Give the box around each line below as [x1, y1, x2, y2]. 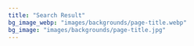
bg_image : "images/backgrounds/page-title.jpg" [8, 26, 167, 34]
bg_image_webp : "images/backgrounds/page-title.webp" [8, 19, 188, 27]
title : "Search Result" [8, 11, 86, 19]
